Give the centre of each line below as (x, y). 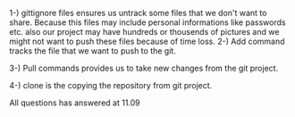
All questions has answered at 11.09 (75, 103)
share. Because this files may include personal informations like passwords (147, 22)
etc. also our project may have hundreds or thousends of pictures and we (144, 32)
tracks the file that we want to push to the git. (93, 51)
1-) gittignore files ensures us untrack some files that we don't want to (138, 13)
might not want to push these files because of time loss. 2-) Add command (147, 41)
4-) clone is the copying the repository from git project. (111, 85)
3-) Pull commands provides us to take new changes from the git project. (144, 68)
